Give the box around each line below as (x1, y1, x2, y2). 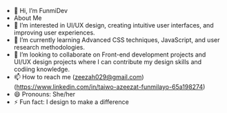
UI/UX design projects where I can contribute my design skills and (13, 58, 202, 65)
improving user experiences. (13, 28, 95, 37)
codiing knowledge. (13, 65, 70, 73)
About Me (13, 14, 43, 22)
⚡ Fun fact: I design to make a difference (13, 98, 129, 106)
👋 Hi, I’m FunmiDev (13, 7, 68, 14)
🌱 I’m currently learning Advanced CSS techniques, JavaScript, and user (13, 36, 220, 44)
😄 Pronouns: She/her (13, 90, 76, 98)
